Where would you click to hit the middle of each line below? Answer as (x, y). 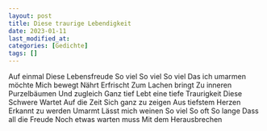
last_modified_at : (39, 38)
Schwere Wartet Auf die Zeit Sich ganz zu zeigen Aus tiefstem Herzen (125, 102)
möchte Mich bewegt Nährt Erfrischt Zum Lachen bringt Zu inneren (120, 85)
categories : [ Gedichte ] (48, 46)
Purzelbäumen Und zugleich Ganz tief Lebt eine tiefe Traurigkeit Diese (125, 93)
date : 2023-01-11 (38, 31)
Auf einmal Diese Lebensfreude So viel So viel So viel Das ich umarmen (127, 76)
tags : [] (23, 53)
